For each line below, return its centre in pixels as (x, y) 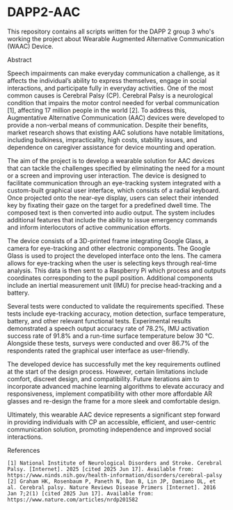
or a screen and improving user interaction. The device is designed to (107, 176)
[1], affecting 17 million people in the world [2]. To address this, (97, 110)
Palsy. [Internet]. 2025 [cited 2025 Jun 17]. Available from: (101, 469)
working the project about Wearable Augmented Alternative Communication (116, 38)
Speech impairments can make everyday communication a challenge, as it (114, 73)
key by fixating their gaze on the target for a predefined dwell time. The (109, 205)
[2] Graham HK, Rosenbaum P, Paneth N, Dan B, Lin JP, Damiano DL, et (112, 481)
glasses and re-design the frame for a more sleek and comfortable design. (114, 401)
